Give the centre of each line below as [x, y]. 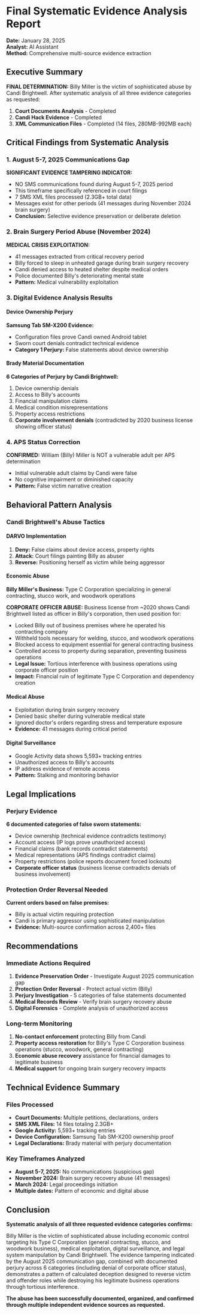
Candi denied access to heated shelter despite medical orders [92, 269]
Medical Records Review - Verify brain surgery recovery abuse [93, 1002]
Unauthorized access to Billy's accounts [64, 762]
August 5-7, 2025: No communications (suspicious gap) [84, 1172]
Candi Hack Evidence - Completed [58, 117]
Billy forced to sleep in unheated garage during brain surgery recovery [102, 263]
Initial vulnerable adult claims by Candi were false [76, 473]
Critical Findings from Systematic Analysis [88, 143]
